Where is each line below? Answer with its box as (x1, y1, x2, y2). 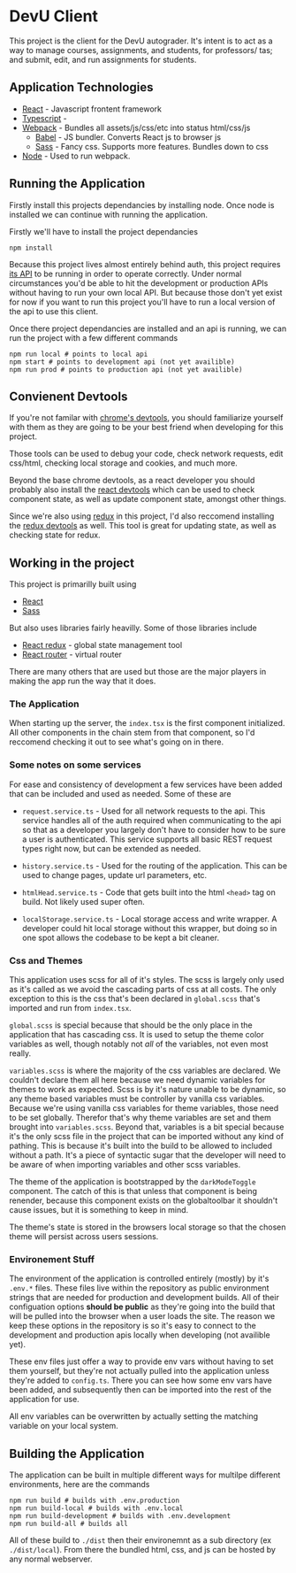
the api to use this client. (9, 305, 99, 316)
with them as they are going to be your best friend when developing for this (9, 422, 285, 433)
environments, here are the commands (9, 1479, 150, 1490)
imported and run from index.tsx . (9, 1003, 132, 1014)
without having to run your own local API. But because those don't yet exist (9, 287, 283, 297)
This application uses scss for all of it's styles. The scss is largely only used (9, 975, 285, 985)
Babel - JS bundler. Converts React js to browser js (34, 131, 222, 143)
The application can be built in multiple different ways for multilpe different (9, 1469, 281, 1480)
